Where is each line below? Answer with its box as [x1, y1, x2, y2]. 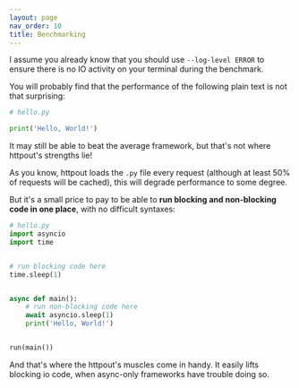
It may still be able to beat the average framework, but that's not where [9, 141, 271, 151]
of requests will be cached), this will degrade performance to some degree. [9, 177, 288, 188]
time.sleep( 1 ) [9, 270, 63, 279]
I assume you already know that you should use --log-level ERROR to [9, 55, 265, 65]
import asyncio [9, 229, 66, 238]
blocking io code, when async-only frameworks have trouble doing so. [9, 368, 270, 379]
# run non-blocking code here [25, 302, 139, 312]
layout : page [9, 13, 58, 22]
